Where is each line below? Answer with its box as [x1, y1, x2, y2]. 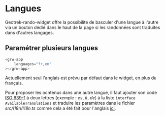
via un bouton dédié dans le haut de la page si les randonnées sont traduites [5, 24, 160, 30]
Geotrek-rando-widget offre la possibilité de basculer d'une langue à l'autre [5, 19, 159, 25]
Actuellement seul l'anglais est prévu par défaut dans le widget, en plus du [5, 75, 157, 81]
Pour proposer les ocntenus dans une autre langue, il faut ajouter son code [5, 89, 157, 96]
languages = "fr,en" [14, 61, 52, 66]
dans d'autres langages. [5, 29, 54, 35]
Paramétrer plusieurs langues [5, 44, 99, 52]
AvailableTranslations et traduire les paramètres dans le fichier [5, 100, 135, 106]
